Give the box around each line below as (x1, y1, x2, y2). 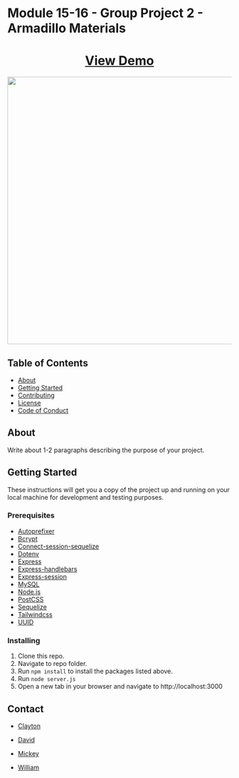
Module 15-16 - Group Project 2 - (7, 5, 204, 21)
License (17, 398, 41, 407)
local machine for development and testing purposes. (7, 493, 164, 501)
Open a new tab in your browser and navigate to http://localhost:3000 (17, 682, 223, 691)
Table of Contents (7, 357, 89, 369)
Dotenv (17, 549, 39, 558)
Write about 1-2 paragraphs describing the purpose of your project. (7, 446, 205, 454)
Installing (7, 635, 41, 645)
